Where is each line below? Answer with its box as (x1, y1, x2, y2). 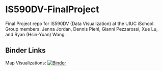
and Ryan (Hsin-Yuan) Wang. (5, 31, 66, 37)
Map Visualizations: (5, 60, 47, 66)
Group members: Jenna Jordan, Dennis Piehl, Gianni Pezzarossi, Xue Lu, (5, 26, 158, 32)
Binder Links (5, 46, 46, 55)
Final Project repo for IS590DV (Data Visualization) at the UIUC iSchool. (5, 20, 155, 27)
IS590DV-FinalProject (5, 4, 99, 15)
